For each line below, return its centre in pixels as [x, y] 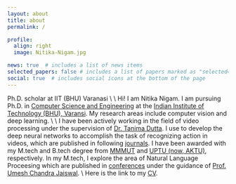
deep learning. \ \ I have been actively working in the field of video [103, 121]
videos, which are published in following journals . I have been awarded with [117, 143]
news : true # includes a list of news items [75, 65]
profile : [20, 39]
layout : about [28, 14]
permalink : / [26, 27]
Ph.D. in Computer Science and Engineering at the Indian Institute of [106, 105]
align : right [33, 46]
